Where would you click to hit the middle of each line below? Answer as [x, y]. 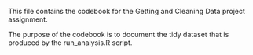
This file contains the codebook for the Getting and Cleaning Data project [127, 11]
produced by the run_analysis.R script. [70, 43]
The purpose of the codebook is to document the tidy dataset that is [119, 34]
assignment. [28, 19]
